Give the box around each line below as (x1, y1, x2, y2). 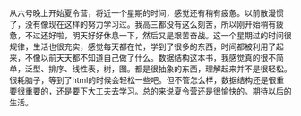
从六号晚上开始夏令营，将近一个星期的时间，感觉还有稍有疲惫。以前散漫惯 (9, 8, 284, 18)
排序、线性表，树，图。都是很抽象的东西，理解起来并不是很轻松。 (47, 63, 292, 74)
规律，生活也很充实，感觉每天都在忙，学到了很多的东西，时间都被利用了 (9, 41, 276, 52)
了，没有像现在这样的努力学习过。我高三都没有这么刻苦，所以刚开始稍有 (9, 19, 276, 29)
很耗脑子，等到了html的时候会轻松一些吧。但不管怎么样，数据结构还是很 (9, 75, 277, 85)
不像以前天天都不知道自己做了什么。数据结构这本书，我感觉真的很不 (24, 53, 276, 62)
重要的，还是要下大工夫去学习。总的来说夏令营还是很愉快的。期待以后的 (24, 86, 292, 96)
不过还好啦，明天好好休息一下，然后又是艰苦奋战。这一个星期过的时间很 (24, 30, 292, 40)
